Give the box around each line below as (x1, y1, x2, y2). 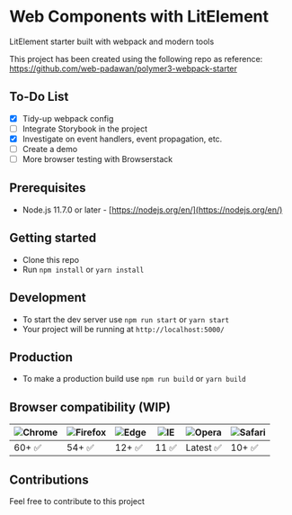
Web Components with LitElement (9, 6, 270, 27)
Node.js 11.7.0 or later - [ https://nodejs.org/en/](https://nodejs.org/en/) (22, 204, 283, 215)
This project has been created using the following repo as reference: (9, 53, 263, 64)
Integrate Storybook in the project (22, 123, 148, 134)
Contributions (9, 472, 89, 487)
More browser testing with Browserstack (22, 154, 173, 164)
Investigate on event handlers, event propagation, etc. (22, 133, 223, 144)
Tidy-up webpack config (22, 113, 114, 123)
